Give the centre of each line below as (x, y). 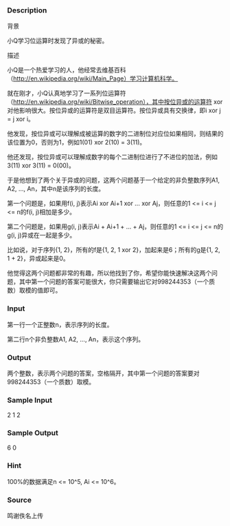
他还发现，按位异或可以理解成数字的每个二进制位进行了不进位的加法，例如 (112, 157)
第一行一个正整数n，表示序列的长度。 (60, 324)
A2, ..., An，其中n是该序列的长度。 (56, 189)
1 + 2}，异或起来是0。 (38, 259)
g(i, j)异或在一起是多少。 (42, 235)
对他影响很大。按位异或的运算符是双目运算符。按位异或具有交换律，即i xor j (114, 111)
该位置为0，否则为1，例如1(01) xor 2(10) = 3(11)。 (77, 143)
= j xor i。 (21, 119)
